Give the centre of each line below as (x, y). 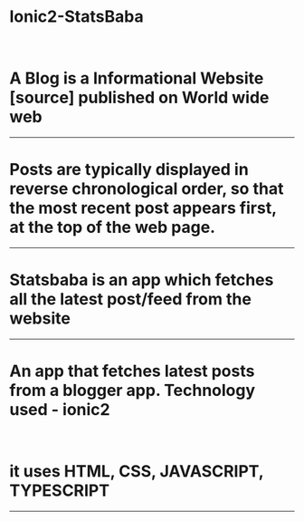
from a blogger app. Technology (133, 390)
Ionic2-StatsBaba (76, 17)
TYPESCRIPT (60, 490)
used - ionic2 (60, 409)
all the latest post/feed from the (130, 299)
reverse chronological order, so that (147, 189)
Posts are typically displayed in (129, 170)
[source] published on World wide (139, 98)
